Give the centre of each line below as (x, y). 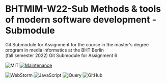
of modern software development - (81, 20)
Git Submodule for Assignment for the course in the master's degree (77, 44)
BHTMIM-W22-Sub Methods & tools (83, 9)
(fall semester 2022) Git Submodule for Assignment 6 (61, 55)
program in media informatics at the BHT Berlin (55, 50)
